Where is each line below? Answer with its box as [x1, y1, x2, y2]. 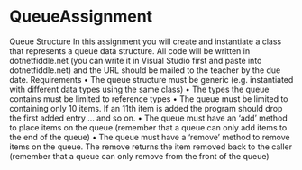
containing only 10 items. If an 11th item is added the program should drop [9, 103, 283, 113]
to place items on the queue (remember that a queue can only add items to [9, 121, 288, 132]
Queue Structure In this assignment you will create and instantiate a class [9, 36, 282, 47]
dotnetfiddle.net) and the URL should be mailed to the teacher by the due [9, 65, 281, 76]
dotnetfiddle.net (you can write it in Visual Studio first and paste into [9, 55, 262, 66]
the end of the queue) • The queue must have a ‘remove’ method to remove [9, 131, 290, 142]
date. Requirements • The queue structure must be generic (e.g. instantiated [9, 74, 294, 85]
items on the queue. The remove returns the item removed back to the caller [9, 141, 293, 152]
